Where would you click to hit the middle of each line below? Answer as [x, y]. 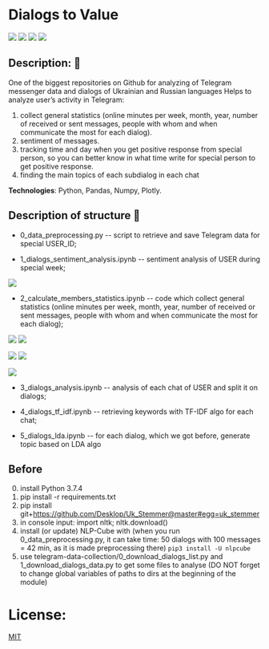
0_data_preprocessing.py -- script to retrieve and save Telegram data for [140, 235]
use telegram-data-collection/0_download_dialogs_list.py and [121, 557]
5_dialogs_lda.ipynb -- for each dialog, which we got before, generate [135, 436]
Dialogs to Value [63, 15]
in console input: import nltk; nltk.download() [94, 522]
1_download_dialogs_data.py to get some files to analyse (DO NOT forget [140, 565]
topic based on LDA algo [60, 444]
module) [34, 582]
